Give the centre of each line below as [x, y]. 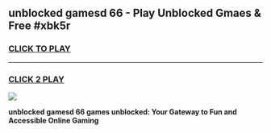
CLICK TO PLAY [40, 49]
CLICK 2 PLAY [36, 79]
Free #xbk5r [40, 26]
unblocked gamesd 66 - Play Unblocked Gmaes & [135, 13]
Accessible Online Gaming [54, 120]
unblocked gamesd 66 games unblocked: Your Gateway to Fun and [123, 111]
